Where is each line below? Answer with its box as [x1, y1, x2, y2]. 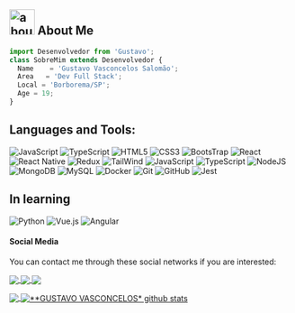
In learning [9, 191, 71, 207]
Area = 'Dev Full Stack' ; [17, 72, 123, 81]
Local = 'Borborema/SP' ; [17, 80, 111, 90]
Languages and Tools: [9, 123, 137, 138]
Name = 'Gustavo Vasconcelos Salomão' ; [17, 64, 179, 73]
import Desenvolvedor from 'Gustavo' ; [9, 47, 155, 56]
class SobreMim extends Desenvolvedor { [9, 55, 164, 64]
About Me [37, 23, 94, 39]
